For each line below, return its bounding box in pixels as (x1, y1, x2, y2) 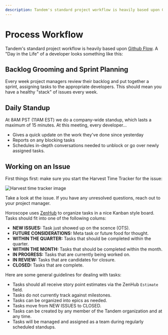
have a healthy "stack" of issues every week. (5, 89, 98, 95)
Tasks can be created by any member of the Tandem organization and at (12, 308, 162, 314)
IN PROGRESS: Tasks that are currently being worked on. (12, 251, 131, 257)
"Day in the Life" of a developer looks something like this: (5, 50, 123, 56)
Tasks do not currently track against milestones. (12, 292, 111, 298)
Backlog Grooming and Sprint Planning (5, 65, 128, 73)
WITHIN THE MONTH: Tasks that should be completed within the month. (12, 246, 162, 252)
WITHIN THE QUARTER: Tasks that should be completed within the (12, 235, 151, 241)
